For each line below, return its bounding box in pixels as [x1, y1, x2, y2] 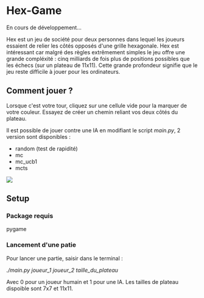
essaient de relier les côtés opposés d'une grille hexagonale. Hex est [6, 42, 180, 49]
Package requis [6, 211, 54, 220]
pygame [6, 225, 27, 233]
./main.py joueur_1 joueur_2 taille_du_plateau [6, 266, 119, 274]
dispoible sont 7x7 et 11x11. [6, 285, 73, 292]
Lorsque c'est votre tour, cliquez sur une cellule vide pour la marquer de [6, 102, 188, 109]
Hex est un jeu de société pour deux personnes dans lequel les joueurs [6, 35, 185, 43]
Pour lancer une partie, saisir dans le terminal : [6, 254, 123, 262]
